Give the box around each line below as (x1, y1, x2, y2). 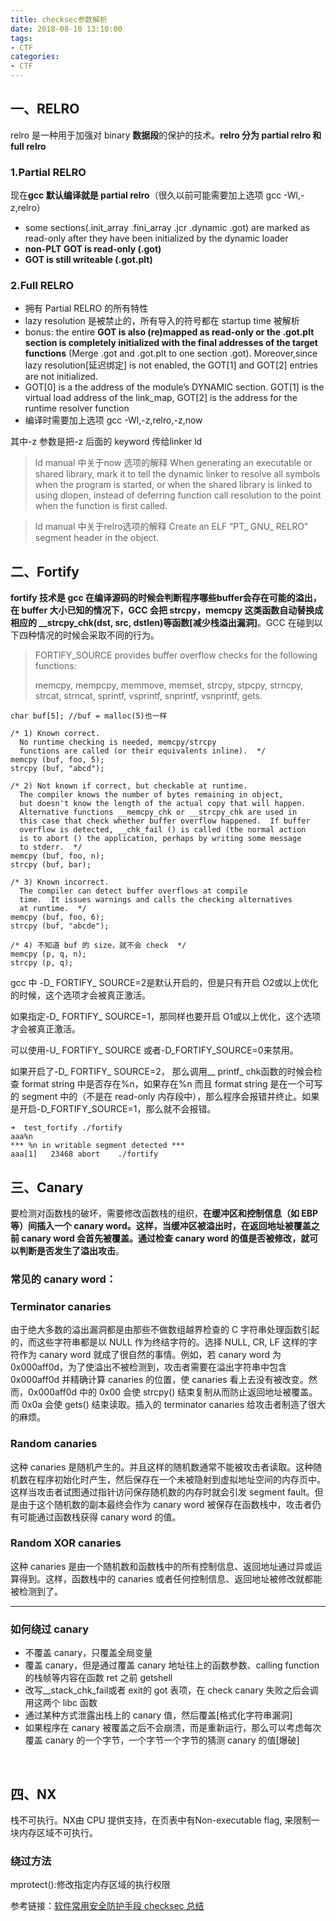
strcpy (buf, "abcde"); (10, 921, 110, 931)
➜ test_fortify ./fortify (10, 1123, 123, 1133)
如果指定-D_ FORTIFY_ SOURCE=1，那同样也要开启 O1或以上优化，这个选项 (10, 1011, 322, 1023)
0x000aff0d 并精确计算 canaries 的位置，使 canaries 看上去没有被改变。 (10, 1374, 309, 1386)
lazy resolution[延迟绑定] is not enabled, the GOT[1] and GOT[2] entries (24, 359, 318, 371)
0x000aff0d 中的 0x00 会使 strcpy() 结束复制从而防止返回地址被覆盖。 (27, 1386, 318, 1398)
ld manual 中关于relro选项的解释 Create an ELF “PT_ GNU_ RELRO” (34, 521, 309, 533)
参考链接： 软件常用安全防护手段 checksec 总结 (10, 1900, 205, 1912)
